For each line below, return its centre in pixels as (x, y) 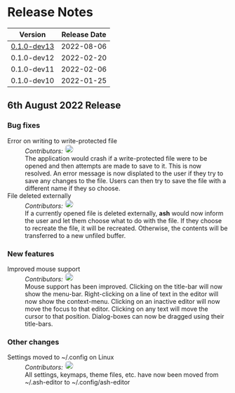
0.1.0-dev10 (33, 80)
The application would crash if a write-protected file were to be (116, 158)
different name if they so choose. (73, 188)
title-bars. (39, 324)
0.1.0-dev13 (33, 46)
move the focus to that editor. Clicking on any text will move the (116, 309)
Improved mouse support (44, 269)
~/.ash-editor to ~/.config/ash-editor (78, 382)
